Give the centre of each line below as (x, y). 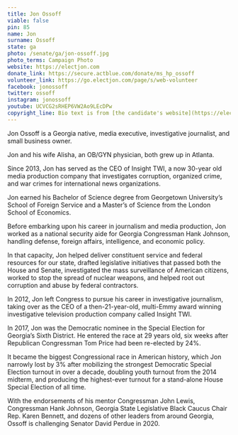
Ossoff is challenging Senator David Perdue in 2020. (84, 423)
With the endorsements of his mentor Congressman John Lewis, (101, 401)
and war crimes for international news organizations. (84, 183)
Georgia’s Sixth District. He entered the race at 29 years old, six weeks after (118, 335)
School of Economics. (39, 212)
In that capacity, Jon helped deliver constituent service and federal (105, 255)
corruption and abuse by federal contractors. (73, 285)
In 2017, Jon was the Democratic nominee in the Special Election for (106, 328)
